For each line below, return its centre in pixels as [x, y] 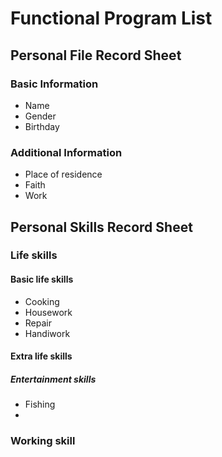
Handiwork [47, 333]
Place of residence [63, 174]
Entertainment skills [53, 379]
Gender [40, 116]
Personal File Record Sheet [96, 55]
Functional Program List [111, 18]
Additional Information [66, 152]
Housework [48, 312]
